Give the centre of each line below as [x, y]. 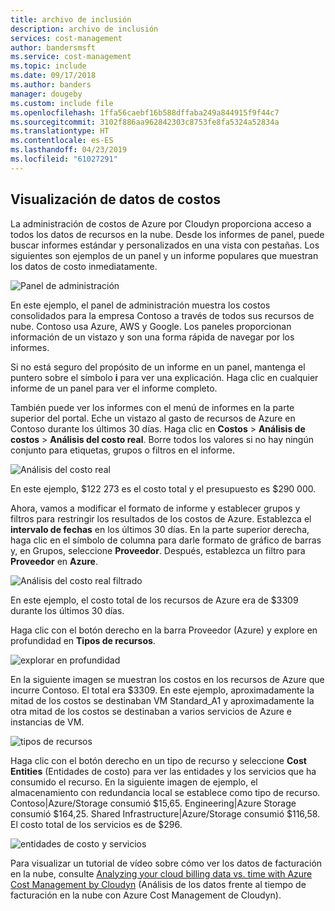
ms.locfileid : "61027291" [64, 159]
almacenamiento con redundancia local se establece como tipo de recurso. [165, 792]
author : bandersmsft [53, 47]
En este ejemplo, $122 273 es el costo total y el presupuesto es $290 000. [163, 488]
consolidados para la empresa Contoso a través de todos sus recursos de [162, 315]
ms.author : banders [51, 85]
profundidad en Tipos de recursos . [83, 640]
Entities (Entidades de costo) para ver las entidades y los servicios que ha [163, 771]
